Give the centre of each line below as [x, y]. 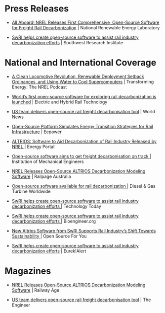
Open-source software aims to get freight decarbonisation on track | [82, 156]
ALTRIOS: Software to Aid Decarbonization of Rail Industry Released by [84, 141]
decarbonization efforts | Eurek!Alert [49, 251]
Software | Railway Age [36, 290]
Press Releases [37, 9]
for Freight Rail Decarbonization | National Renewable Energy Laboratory [86, 27]
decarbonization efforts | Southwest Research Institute [67, 42]
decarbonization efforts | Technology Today [57, 206]
